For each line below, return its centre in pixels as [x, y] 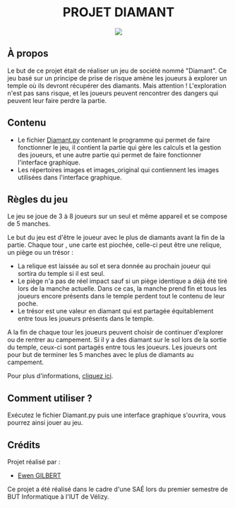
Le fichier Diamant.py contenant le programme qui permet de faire [114, 140]
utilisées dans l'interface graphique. [70, 177]
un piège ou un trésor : [41, 253]
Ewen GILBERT [39, 476]
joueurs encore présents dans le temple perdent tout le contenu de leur [121, 296]
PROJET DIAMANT [119, 12]
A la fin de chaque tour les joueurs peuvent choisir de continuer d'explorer [115, 332]
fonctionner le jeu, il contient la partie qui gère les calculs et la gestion [119, 147]
